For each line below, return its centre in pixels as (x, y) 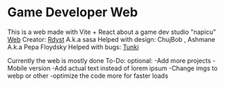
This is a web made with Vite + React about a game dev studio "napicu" (112, 32)
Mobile (17, 68)
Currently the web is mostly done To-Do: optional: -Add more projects (109, 60)
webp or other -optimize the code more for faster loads (88, 76)
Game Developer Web (73, 12)
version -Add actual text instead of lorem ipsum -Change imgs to (123, 68)
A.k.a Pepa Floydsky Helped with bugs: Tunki (73, 47)
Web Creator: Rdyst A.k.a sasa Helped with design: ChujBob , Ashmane (111, 39)
